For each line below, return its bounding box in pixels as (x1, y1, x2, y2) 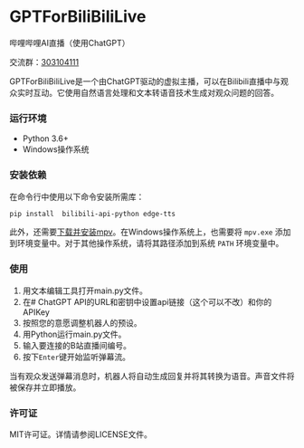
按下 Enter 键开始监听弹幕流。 (22, 351, 131, 362)
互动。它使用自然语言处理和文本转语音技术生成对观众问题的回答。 (33, 87, 279, 98)
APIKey (22, 306, 50, 318)
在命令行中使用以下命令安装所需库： (9, 191, 145, 202)
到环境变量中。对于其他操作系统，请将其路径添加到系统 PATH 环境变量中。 (9, 238, 284, 249)
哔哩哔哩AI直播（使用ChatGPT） (9, 37, 130, 48)
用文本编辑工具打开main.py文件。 (22, 285, 147, 296)
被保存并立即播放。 (9, 382, 81, 393)
